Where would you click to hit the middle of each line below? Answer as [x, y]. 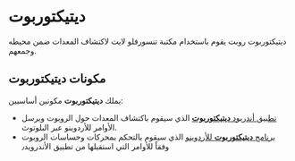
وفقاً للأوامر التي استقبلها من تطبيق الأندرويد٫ [95, 146]
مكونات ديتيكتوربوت [57, 79]
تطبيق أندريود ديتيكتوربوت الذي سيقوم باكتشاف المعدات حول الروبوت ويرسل [149, 117]
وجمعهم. [23, 50]
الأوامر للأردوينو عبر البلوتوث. [69, 127]
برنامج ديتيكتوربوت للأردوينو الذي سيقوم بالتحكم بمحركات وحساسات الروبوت [148, 137]
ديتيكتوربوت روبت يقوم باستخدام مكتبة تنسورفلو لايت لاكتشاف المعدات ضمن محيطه [147, 41]
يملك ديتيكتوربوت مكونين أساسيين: [66, 100]
